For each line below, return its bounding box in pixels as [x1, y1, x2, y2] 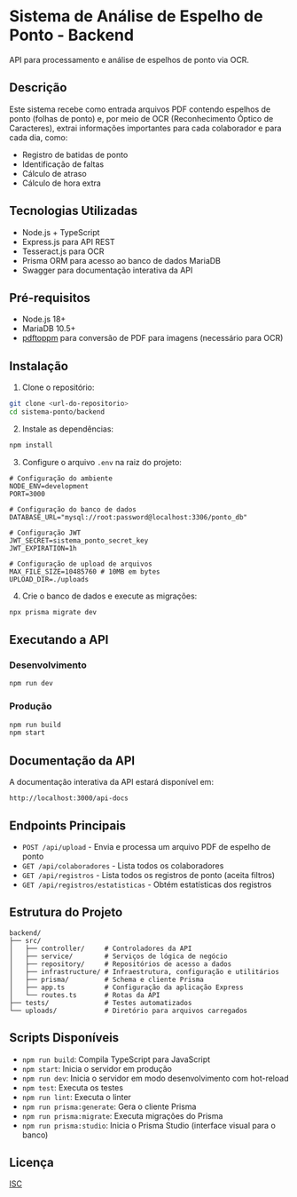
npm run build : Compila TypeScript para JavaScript [21, 1054, 211, 1065]
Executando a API [9, 632, 109, 647]
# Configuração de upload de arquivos [9, 559, 152, 568]
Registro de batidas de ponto [21, 149, 129, 160]
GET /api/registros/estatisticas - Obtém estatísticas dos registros [21, 879, 272, 890]
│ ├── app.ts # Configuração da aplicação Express [9, 983, 244, 992]
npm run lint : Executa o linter [21, 1091, 131, 1102]
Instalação [9, 358, 69, 374]
